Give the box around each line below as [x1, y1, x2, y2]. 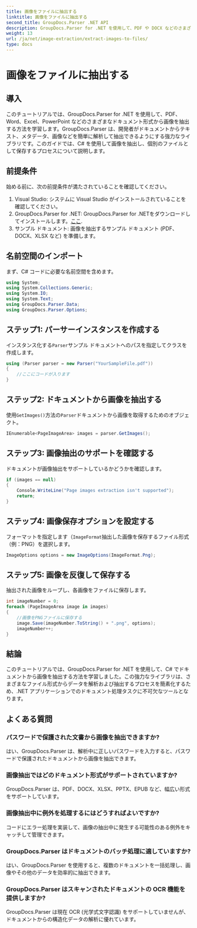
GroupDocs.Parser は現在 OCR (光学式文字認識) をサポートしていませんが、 [6, 909, 189, 916]
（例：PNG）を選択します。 [6, 540, 73, 547]
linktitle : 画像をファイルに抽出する [6, 14, 88, 20]
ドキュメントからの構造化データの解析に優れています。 [6, 916, 140, 923]
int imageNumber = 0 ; [6, 598, 59, 604]
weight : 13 [6, 31, 33, 36]
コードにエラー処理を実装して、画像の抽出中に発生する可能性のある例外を [6, 823, 186, 830]
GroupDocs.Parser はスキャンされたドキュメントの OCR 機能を [6, 885, 186, 893]
